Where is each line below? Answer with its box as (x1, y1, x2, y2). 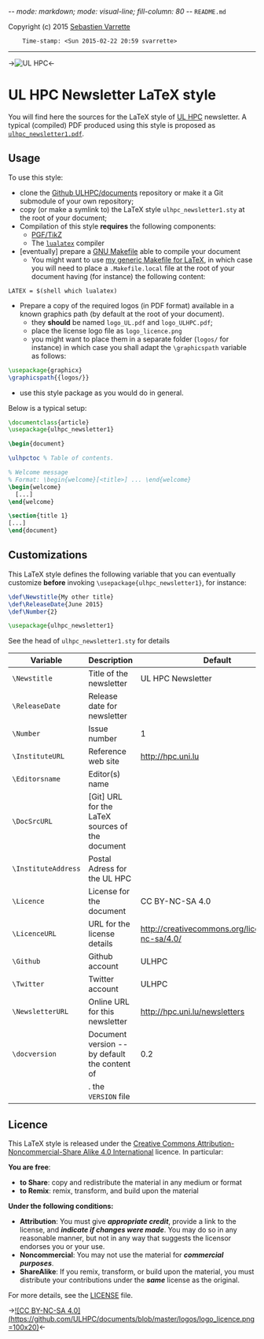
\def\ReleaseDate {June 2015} (8, 600, 104, 608)
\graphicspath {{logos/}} (8, 374, 90, 382)
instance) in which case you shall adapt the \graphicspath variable (31, 342, 247, 352)
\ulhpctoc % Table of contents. (8, 454, 114, 462)
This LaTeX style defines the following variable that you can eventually (8, 569, 236, 579)
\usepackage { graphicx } (8, 366, 82, 374)
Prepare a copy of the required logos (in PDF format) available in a (19, 300, 234, 310)
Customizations (8, 548, 88, 562)
